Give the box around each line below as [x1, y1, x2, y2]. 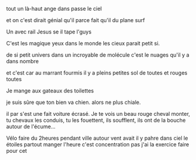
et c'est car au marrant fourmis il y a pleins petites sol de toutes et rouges [6, 69, 188, 76]
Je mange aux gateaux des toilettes [6, 87, 94, 94]
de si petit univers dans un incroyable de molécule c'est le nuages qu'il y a [6, 51, 189, 59]
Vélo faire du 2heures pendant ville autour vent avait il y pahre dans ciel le [6, 134, 188, 141]
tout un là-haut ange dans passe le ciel [6, 5, 102, 12]
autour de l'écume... [6, 123, 56, 130]
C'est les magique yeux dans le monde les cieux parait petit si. [6, 40, 160, 47]
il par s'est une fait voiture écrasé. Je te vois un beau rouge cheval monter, [6, 110, 190, 117]
